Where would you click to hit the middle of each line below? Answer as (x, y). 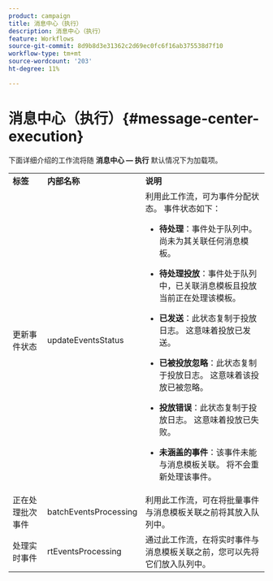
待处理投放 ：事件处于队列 (208, 273)
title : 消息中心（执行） (45, 24)
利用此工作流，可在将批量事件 (202, 500)
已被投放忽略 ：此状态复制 (208, 362)
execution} (46, 136)
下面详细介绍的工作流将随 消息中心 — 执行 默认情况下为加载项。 (115, 160)
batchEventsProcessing (93, 511)
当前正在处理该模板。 (200, 297)
